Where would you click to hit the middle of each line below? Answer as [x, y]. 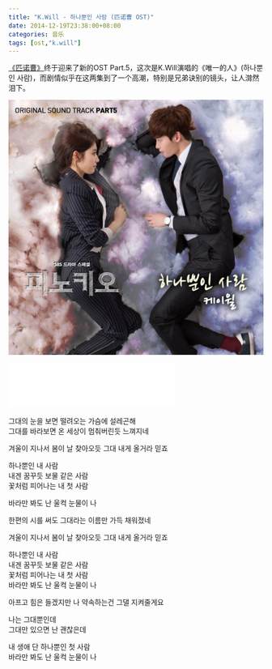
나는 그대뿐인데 [32, 620]
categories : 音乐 [36, 34]
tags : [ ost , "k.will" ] [45, 43]
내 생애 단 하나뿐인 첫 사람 [49, 647]
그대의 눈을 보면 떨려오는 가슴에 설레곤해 [72, 421]
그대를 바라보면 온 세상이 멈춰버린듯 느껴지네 [79, 431]
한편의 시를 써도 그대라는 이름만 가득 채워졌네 [80, 520]
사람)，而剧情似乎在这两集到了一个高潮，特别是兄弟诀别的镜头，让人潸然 [138, 78]
